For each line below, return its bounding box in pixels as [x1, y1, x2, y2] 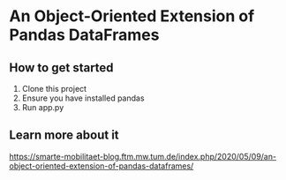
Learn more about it [9, 128, 119, 143]
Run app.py [21, 102, 64, 112]
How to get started [9, 60, 114, 75]
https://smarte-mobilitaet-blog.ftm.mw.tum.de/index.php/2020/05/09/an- [9, 151, 276, 161]
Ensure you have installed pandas [21, 93, 145, 103]
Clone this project [21, 84, 87, 94]
